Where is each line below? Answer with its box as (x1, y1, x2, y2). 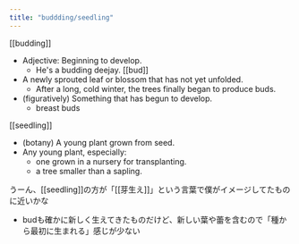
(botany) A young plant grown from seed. (21, 137, 175, 147)
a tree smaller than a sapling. (35, 165, 143, 176)
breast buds (35, 102, 81, 113)
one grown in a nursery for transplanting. (35, 156, 187, 166)
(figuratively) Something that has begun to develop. (21, 93, 213, 104)
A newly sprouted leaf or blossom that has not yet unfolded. (21, 73, 243, 85)
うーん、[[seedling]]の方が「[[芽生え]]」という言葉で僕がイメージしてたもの (9, 184, 291, 195)
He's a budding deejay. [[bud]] (35, 64, 149, 75)
